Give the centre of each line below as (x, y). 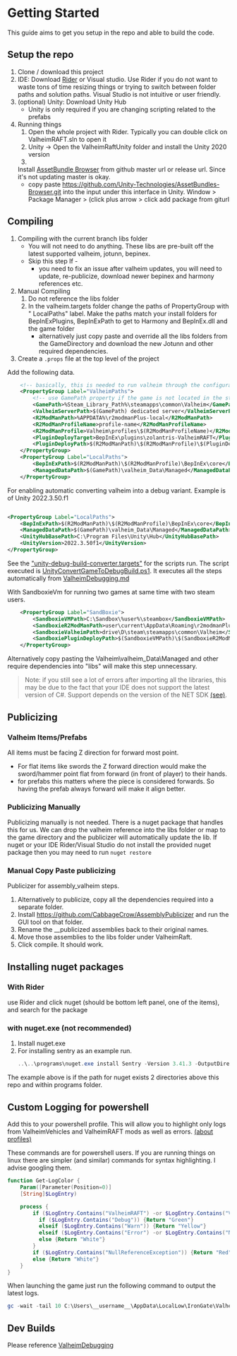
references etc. (61, 283)
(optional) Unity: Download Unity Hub (72, 102)
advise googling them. (40, 1168)
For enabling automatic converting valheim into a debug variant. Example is (116, 490)
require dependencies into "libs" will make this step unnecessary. (102, 666)
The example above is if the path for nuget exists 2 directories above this (113, 1077)
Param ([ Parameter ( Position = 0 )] (66, 1187)
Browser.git (44, 191)
